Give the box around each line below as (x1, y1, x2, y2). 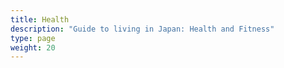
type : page (10, 33, 56, 43)
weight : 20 (10, 42, 56, 53)
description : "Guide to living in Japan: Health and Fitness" (10, 24, 275, 34)
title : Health (10, 14, 70, 25)
